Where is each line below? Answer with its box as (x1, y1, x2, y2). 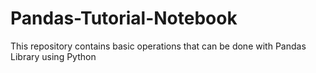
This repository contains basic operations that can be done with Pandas (10, 40, 307, 52)
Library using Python (10, 50, 97, 62)
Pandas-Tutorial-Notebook (10, 7, 238, 30)
